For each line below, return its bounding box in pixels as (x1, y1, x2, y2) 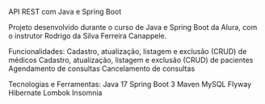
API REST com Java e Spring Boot (8, 7, 122, 16)
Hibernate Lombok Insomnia (8, 88, 103, 98)
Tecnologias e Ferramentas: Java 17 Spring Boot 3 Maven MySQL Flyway (8, 80, 252, 89)
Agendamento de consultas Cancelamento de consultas (8, 64, 196, 73)
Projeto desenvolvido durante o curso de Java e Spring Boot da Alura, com (8, 23, 258, 31)
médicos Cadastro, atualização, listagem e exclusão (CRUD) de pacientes (8, 56, 254, 64)
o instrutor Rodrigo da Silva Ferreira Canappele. (8, 31, 167, 40)
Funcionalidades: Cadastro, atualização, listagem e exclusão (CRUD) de (8, 47, 247, 56)
